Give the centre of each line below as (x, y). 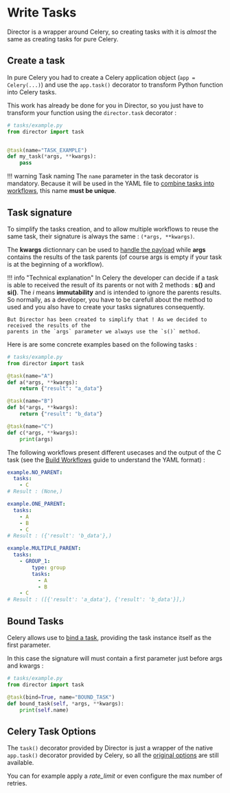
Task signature (39, 213)
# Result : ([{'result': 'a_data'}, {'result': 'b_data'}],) (96, 600)
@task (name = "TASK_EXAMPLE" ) (47, 150)
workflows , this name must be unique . (62, 191)
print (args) (36, 439)
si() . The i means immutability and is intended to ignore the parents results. (114, 292)
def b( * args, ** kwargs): (43, 408)
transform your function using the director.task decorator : (92, 112)
